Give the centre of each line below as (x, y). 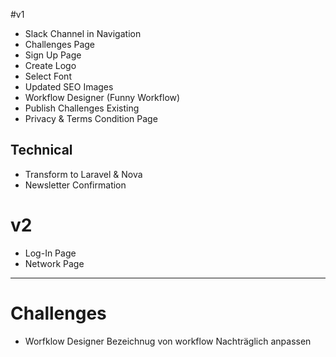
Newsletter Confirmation (75, 185)
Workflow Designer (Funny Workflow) (102, 97)
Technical (41, 150)
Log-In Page (50, 253)
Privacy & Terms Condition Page (91, 118)
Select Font (48, 76)
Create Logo (50, 65)
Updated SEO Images (69, 87)
